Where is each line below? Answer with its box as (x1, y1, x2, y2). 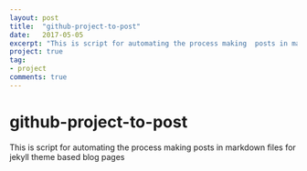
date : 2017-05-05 (9, 30, 84, 39)
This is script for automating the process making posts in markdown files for (9, 142, 297, 153)
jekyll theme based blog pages (9, 151, 125, 162)
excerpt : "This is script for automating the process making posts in (9, 38, 288, 48)
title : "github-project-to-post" (9, 22, 142, 31)
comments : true (9, 73, 68, 82)
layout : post (9, 13, 59, 23)
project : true (9, 47, 64, 56)
